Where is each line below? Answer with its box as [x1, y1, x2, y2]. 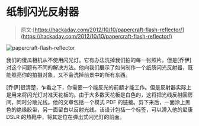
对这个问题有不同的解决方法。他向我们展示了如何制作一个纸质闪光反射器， [6, 63, 188, 71]
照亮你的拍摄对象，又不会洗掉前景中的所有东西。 [11, 71, 131, 78]
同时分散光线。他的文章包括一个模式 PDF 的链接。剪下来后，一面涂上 [16, 98, 185, 105]
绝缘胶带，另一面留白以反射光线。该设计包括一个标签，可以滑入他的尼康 [16, 106, 193, 113]
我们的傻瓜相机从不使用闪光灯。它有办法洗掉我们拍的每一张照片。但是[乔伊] [6, 56, 192, 63]
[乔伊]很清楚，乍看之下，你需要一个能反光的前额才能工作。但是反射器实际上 [6, 83, 192, 91]
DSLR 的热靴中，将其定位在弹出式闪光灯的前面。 [6, 113, 125, 120]
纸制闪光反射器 [6, 5, 79, 19]
